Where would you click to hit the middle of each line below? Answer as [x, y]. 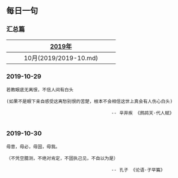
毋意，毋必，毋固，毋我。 [33, 147]
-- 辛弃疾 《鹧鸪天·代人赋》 [143, 113]
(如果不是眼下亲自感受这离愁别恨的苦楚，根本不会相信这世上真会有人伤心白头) [90, 101]
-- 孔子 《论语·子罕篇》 [138, 170]
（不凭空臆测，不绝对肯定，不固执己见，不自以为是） [62, 159]
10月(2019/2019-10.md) [61, 58]
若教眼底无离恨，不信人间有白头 [40, 90]
